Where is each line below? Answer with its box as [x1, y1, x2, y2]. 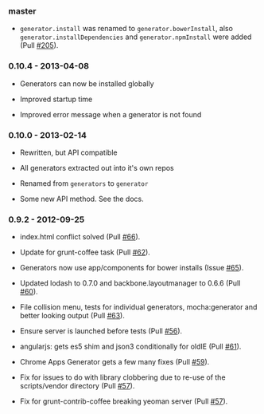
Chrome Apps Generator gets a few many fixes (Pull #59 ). [19, 357, 210, 367]
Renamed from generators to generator [19, 178, 149, 188]
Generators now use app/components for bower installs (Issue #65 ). [19, 263, 244, 273]
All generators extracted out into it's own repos [19, 163, 174, 172]
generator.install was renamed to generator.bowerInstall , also [19, 24, 233, 34]
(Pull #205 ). [19, 41, 59, 50]
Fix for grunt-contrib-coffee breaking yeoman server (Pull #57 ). [19, 396, 228, 406]
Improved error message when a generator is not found [19, 109, 202, 119]
